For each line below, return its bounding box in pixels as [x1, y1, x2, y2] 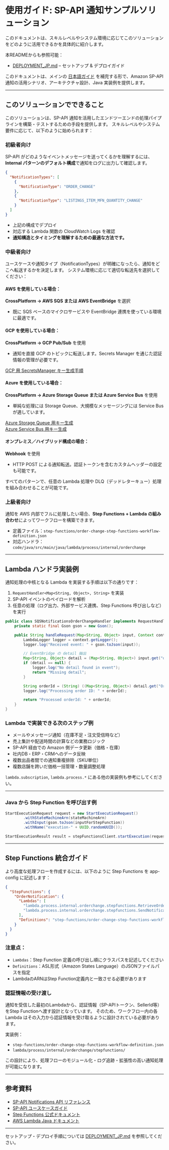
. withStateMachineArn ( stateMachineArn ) [23, 815, 107, 820]
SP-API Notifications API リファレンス [12, 1099, 91, 1105]
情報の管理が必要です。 [12, 356, 61, 363]
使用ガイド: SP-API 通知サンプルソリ [5, 5, 157, 16]
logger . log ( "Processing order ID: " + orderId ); [23, 688, 127, 693]
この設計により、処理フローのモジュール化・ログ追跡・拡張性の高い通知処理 [5, 1057, 163, 1063]
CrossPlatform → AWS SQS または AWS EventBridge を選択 [5, 298, 131, 304]
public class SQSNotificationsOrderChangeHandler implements [5, 619, 136, 624]
